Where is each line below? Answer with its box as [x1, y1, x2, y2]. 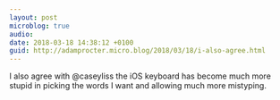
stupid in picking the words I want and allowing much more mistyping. [9, 80, 267, 91]
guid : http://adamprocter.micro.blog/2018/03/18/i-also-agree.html [9, 46, 267, 55]
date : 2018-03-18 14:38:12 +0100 [9, 37, 134, 47]
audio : [9, 29, 34, 38]
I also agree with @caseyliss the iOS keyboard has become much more [9, 71, 271, 81]
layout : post [9, 12, 58, 22]
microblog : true [9, 21, 70, 30]
